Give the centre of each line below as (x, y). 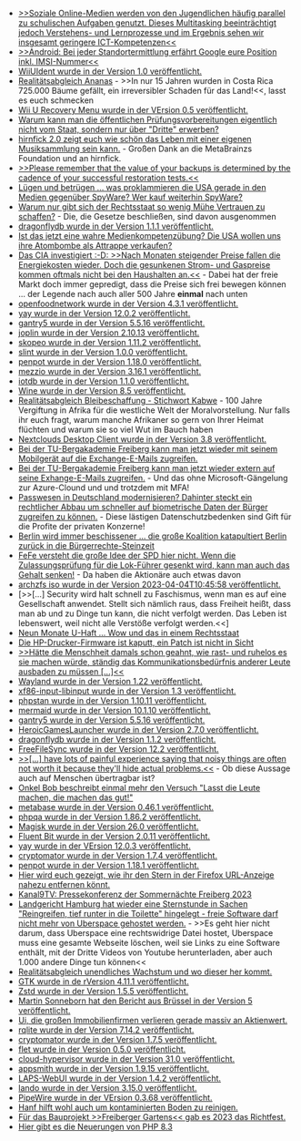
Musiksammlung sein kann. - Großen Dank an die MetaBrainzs (135, 149)
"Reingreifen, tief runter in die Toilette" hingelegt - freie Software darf (148, 914)
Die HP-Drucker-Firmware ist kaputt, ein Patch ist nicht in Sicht (136, 642)
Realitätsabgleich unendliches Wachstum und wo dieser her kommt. (145, 971)
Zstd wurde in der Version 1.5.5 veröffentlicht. (103, 991)
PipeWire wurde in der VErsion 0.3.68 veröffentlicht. (115, 1098)
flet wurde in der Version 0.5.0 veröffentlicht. (102, 1049)
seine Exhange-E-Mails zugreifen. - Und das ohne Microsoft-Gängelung (153, 478)
